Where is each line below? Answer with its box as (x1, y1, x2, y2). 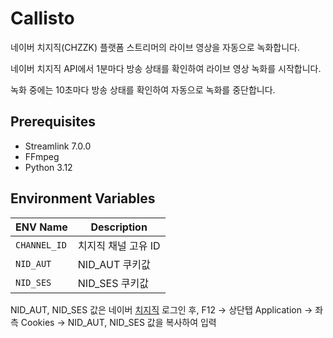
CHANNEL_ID (15, 239, 67, 251)
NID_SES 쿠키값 (77, 276, 149, 290)
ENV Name (15, 220, 68, 234)
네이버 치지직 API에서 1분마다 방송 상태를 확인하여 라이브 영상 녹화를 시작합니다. (10, 62, 322, 74)
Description (90, 220, 148, 234)
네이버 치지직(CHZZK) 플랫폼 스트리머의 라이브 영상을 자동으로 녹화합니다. (10, 41, 300, 53)
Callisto (10, 7, 75, 30)
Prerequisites (10, 113, 96, 131)
